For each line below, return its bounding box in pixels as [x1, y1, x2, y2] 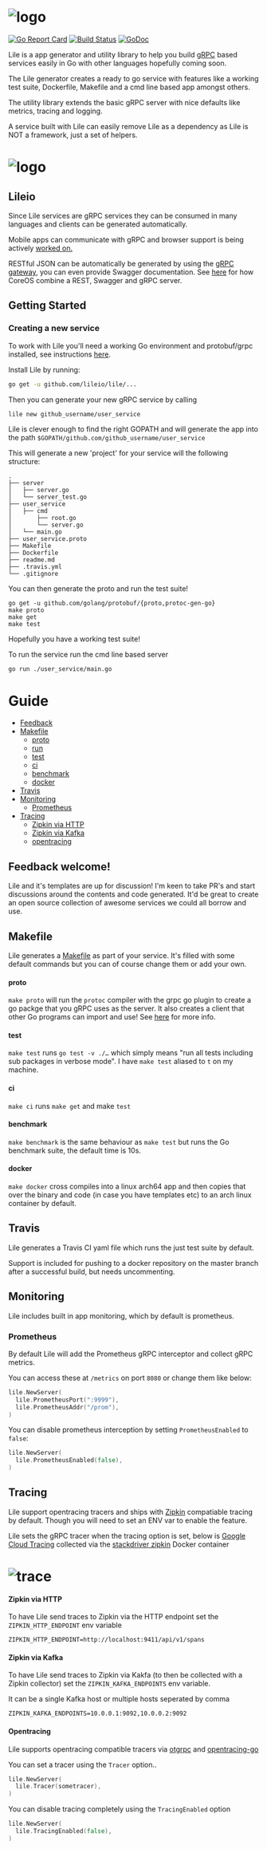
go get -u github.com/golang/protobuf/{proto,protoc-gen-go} [8, 599, 216, 608]
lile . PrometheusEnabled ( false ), [15, 1457, 124, 1465]
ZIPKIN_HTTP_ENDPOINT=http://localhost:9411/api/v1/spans [8, 1636, 205, 1644]
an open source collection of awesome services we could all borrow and [8, 898, 247, 908]
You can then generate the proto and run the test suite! [8, 584, 189, 593]
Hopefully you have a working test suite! [8, 634, 141, 644]
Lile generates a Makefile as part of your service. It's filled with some [8, 950, 235, 960]
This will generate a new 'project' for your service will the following [8, 448, 229, 458]
